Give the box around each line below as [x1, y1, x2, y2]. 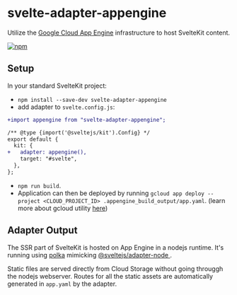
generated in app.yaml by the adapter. [7, 279, 117, 288]
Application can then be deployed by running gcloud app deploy [17, 189, 205, 197]
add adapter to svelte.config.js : [17, 103, 115, 111]
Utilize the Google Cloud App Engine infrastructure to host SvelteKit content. [7, 28, 231, 37]
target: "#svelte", [20, 156, 78, 163]
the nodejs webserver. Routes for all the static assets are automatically [7, 272, 214, 280]
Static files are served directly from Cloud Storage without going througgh [7, 264, 224, 273]
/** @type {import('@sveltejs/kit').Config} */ [7, 129, 151, 136]
